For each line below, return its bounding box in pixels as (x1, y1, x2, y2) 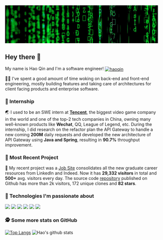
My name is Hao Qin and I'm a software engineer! (5, 66, 104, 72)
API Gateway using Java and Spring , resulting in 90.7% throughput (5, 137, 140, 143)
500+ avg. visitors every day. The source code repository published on (5, 176, 147, 181)
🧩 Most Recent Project (5, 154, 59, 161)
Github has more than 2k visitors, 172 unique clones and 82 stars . (5, 180, 137, 187)
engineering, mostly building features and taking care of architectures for (5, 80, 151, 86)
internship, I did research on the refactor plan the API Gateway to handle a (5, 127, 153, 132)
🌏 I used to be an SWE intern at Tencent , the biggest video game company (5, 110, 156, 115)
